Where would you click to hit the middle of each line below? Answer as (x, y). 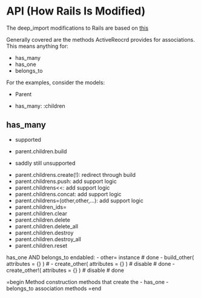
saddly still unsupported (45, 163)
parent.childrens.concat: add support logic (68, 194)
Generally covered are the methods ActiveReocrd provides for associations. (101, 39)
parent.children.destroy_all (48, 239)
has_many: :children (40, 106)
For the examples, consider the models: (55, 82)
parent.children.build (41, 151)
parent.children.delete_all (47, 226)
